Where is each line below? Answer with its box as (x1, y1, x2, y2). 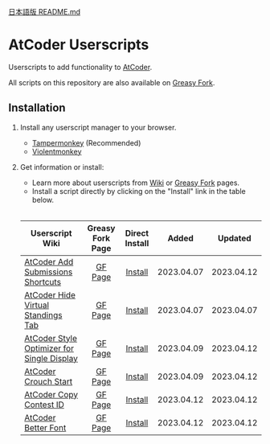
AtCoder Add (23, 256, 74, 267)
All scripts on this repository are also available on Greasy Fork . (8, 77, 215, 87)
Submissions (23, 266, 73, 277)
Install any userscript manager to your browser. (19, 122, 177, 132)
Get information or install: (19, 162, 104, 171)
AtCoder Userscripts (8, 35, 149, 54)
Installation (8, 101, 66, 115)
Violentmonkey (31, 146, 82, 156)
